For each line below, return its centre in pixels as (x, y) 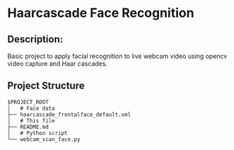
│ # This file (31, 121)
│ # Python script (38, 133)
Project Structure (46, 86)
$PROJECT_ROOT (28, 102)
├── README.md (28, 127)
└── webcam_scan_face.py (44, 139)
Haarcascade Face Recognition (101, 13)
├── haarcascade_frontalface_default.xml (69, 115)
